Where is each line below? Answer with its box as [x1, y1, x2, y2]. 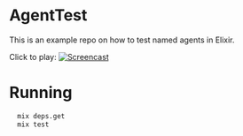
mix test [17, 120, 50, 129]
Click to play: [9, 51, 57, 62]
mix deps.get [17, 111, 66, 120]
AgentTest [9, 5, 88, 26]
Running [9, 83, 73, 102]
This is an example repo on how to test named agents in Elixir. [9, 34, 235, 45]
